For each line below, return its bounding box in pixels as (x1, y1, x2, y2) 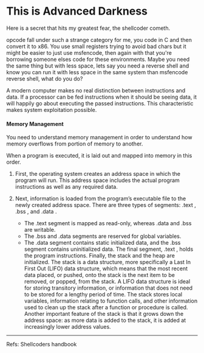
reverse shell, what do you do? (6, 75, 83, 82)
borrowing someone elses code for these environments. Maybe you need (6, 55, 190, 63)
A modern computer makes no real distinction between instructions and (6, 86, 186, 94)
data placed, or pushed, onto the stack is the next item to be (24, 271, 175, 279)
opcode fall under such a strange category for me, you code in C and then (6, 36, 192, 43)
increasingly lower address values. (24, 323, 111, 330)
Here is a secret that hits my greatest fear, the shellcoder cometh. (6, 24, 171, 32)
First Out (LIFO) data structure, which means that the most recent (24, 265, 188, 272)
